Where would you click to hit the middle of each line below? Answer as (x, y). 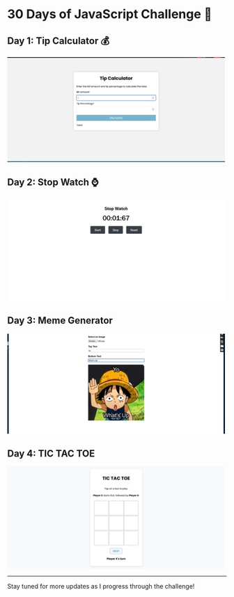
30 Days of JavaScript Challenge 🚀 (110, 14)
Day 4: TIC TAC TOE (51, 453)
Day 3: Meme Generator (60, 320)
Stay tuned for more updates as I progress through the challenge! (101, 587)
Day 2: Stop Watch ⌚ (53, 183)
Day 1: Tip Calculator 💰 (58, 41)
